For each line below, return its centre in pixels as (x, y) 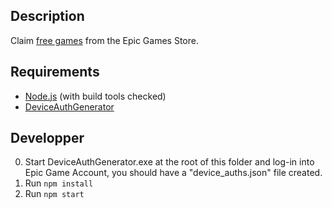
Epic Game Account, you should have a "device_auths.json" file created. (173, 173)
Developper (47, 138)
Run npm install (59, 183)
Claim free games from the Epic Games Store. (104, 40)
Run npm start (54, 194)
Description (47, 16)
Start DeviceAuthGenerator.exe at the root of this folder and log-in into (169, 162)
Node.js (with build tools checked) (95, 96)
